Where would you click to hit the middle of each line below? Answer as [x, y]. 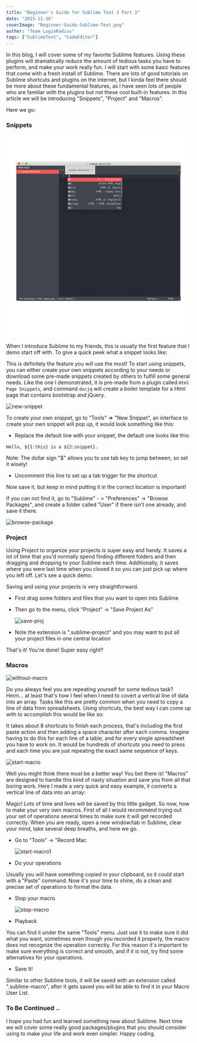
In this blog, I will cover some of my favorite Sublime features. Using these [96, 55]
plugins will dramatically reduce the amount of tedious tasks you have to [94, 61]
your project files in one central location [63, 639]
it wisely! [17, 464]
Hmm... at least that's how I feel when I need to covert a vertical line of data [97, 696]
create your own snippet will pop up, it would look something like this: [90, 424]
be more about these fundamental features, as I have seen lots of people [94, 86]
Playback [26, 921]
